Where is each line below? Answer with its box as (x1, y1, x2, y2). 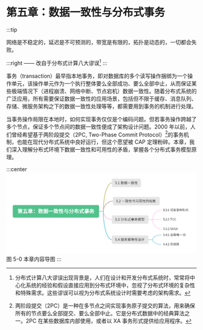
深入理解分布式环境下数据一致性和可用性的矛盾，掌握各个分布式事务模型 (11, 146, 192, 153)
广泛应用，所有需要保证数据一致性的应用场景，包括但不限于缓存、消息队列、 (6, 95, 197, 102)
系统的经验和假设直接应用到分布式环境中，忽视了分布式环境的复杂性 (25, 281, 195, 289)
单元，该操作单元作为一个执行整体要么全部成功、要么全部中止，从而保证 (11, 79, 192, 87)
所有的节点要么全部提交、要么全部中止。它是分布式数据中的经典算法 (14, 310, 185, 317)
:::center (6, 166, 27, 173)
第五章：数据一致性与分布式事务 (6, 5, 166, 19)
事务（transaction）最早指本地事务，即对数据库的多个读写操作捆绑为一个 (6, 72, 188, 79)
